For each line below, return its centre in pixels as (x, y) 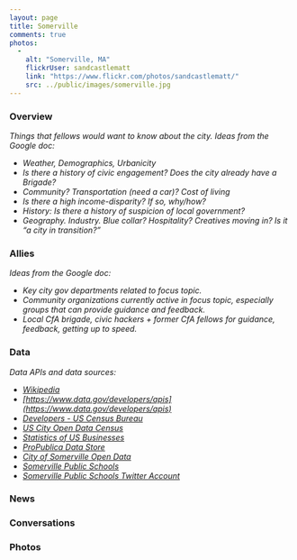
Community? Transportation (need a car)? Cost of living (126, 191)
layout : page (34, 18)
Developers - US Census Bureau (83, 418)
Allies (22, 253)
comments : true (38, 34)
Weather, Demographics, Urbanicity (89, 162)
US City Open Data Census (73, 427)
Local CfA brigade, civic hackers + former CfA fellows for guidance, (149, 319)
